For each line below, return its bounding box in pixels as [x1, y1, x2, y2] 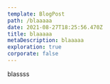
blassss [7, 69, 30, 78]
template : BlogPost [7, 10, 65, 18]
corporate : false [7, 51, 59, 58]
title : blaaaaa [7, 30, 53, 38]
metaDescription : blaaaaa [7, 37, 84, 44]
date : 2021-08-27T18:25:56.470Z [7, 23, 103, 31]
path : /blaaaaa [7, 17, 53, 24]
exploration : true [7, 43, 62, 51]
